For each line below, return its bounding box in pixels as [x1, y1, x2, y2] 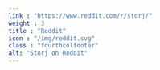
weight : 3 [8, 19, 45, 27]
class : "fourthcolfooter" [8, 42, 99, 50]
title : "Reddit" [8, 27, 67, 35]
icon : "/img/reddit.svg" [8, 34, 95, 43]
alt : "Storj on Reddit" [8, 49, 88, 57]
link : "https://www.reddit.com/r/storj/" [8, 11, 153, 20]
